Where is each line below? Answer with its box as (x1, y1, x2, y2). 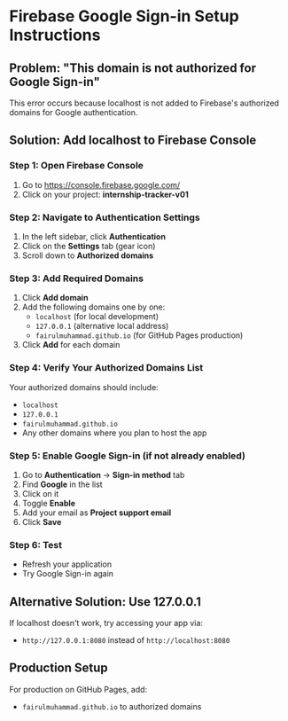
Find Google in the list (21, 479, 104, 490)
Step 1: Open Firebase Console (9, 160, 144, 172)
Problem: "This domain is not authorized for (9, 60, 257, 75)
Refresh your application (21, 559, 113, 569)
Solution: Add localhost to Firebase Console (9, 133, 257, 148)
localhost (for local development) (35, 311, 160, 322)
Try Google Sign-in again (21, 568, 113, 579)
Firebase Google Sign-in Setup (9, 6, 239, 27)
